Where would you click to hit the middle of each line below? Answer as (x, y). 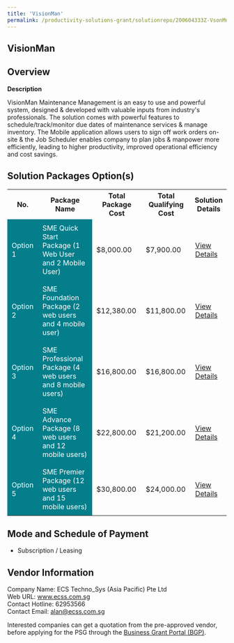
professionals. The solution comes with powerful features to (93, 117)
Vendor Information (50, 572)
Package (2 (61, 306)
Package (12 (63, 480)
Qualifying (166, 204)
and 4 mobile (64, 323)
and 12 (54, 445)
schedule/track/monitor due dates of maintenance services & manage (107, 124)
